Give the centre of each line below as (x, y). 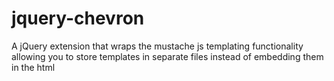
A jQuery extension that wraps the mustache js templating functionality (157, 46)
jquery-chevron (78, 18)
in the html (33, 67)
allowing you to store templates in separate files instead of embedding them (167, 56)
